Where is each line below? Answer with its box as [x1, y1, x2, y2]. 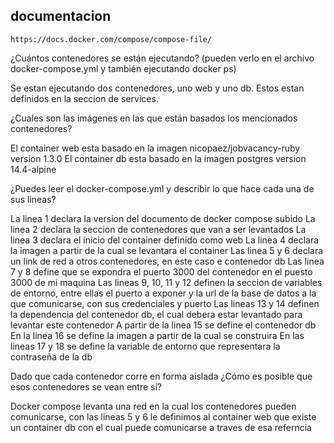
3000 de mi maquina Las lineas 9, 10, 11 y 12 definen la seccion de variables [10, 276, 323, 288]
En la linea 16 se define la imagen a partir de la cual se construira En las [10, 329, 305, 341]
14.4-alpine [10, 163, 57, 175]
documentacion [10, 8, 112, 25]
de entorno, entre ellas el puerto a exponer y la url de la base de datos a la [10, 287, 317, 299]
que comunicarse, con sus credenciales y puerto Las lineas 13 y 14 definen [10, 297, 320, 309]
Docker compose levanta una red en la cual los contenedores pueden [10, 400, 297, 412]
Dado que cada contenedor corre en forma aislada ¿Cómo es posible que [10, 370, 313, 382]
